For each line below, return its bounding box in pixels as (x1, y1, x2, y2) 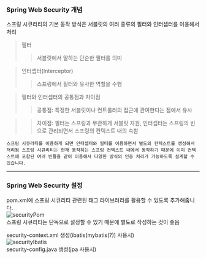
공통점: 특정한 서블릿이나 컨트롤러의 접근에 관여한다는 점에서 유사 (36, 106, 193, 114)
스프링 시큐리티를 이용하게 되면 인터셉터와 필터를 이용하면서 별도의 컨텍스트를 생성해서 (6, 141, 195, 147)
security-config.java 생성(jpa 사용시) (6, 245, 97, 253)
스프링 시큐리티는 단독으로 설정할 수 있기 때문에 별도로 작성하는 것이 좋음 (6, 218, 180, 225)
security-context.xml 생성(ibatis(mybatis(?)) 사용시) (6, 231, 135, 239)
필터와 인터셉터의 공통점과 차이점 (21, 93, 101, 101)
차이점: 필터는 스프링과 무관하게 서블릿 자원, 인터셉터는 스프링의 (36, 120, 189, 127)
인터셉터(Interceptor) (21, 68, 74, 75)
